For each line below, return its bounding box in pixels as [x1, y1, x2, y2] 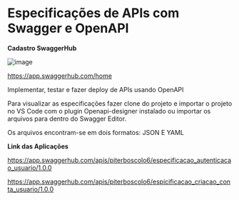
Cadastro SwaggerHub [7, 44, 77, 52]
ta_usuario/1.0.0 [7, 184, 54, 194]
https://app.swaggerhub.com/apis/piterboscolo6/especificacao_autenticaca [7, 156, 232, 164]
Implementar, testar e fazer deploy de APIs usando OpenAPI [7, 85, 184, 94]
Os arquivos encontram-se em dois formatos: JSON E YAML [7, 128, 184, 136]
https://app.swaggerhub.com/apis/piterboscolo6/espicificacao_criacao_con [7, 177, 230, 186]
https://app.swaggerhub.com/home [7, 71, 113, 80]
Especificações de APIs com [7, 5, 180, 21]
